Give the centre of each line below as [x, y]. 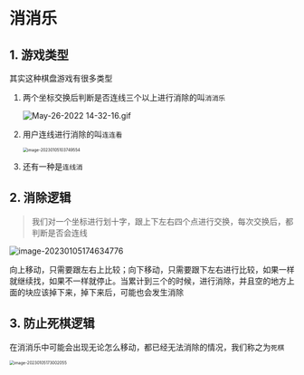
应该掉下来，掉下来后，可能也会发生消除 [108, 292]
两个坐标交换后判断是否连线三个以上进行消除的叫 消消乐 [124, 97]
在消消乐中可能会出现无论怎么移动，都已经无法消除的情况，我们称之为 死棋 [147, 347]
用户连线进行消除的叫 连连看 [72, 134]
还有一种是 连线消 [52, 167]
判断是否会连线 [59, 233]
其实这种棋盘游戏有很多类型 [61, 78]
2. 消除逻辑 [40, 198]
